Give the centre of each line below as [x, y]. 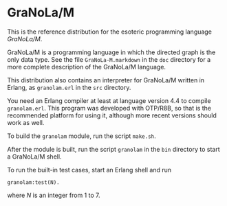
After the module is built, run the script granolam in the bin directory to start [113, 149]
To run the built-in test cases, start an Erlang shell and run [89, 170]
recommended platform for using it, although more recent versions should [112, 115]
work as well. [26, 122]
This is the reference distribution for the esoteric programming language [109, 32]
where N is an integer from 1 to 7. [54, 195]
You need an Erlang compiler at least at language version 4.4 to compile [109, 100]
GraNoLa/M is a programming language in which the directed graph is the [111, 52]
